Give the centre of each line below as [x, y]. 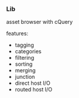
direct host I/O [33, 83]
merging [25, 71]
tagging [24, 45]
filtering [25, 58]
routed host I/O [34, 90]
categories [28, 51]
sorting [24, 64]
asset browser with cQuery [39, 22]
